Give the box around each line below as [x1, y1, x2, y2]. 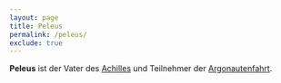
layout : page [9, 13, 59, 23]
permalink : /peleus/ [9, 30, 88, 39]
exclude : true [9, 38, 64, 48]
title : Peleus [9, 22, 64, 31]
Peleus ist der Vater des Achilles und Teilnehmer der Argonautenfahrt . [9, 63, 273, 74]
